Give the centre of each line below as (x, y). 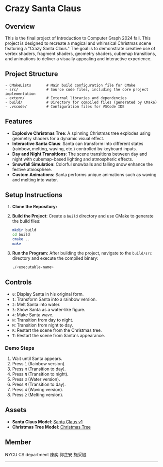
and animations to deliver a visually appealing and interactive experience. (78, 59)
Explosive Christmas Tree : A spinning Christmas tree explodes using (81, 133)
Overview (20, 27)
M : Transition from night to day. (43, 325)
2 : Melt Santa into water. (36, 304)
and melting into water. (35, 180)
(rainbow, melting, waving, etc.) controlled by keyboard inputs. (74, 148)
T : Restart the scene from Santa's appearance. (58, 335)
